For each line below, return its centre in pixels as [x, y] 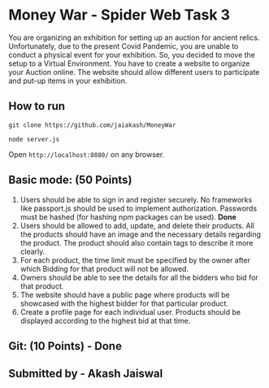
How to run [37, 106]
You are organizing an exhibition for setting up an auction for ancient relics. [134, 37]
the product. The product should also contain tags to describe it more [137, 242]
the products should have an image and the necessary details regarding [141, 234]
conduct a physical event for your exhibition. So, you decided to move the [132, 54]
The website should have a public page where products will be [125, 294]
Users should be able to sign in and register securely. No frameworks [136, 199]
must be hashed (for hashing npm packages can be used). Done [128, 216]
